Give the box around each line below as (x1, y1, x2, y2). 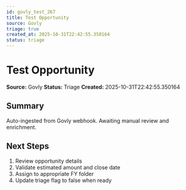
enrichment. (6, 123, 36, 131)
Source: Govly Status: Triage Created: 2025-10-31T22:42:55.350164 (6, 83, 181, 90)
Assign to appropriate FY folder (15, 170, 94, 177)
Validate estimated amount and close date (15, 163, 120, 171)
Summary (6, 101, 44, 111)
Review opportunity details (15, 157, 83, 165)
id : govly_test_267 (6, 8, 56, 15)
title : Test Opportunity (6, 15, 69, 21)
